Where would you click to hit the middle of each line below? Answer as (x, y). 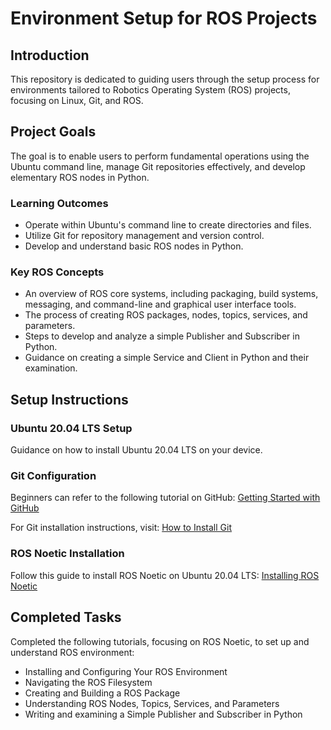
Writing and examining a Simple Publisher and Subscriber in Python (163, 714)
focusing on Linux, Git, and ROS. (77, 100)
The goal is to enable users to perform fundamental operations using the (160, 156)
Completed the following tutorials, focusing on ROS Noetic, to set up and (160, 641)
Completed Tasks (66, 617)
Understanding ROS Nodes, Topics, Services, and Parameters (152, 703)
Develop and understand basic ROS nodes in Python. (134, 246)
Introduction (50, 55)
